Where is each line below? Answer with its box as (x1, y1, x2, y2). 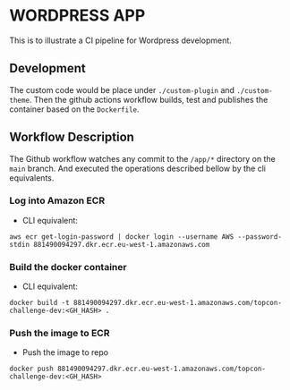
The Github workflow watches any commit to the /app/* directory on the (9, 153, 276, 164)
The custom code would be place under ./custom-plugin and (9, 84, 235, 95)
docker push (9, 364, 54, 374)
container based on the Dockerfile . (9, 104, 141, 114)
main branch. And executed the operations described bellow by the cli (9, 163, 267, 174)
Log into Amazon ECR (9, 194, 106, 207)
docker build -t (9, 299, 70, 308)
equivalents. (9, 172, 55, 183)
